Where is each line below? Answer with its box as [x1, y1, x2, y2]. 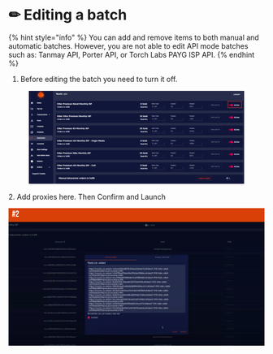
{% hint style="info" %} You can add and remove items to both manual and [8, 32, 260, 42]
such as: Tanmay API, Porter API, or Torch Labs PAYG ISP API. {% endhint [8, 50, 255, 59]
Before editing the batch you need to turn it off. [19, 74, 178, 84]
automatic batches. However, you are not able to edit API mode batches [8, 41, 249, 50]
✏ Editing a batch [8, 6, 128, 24]
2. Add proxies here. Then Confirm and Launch [8, 192, 167, 201]
